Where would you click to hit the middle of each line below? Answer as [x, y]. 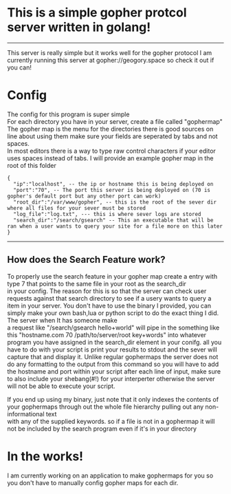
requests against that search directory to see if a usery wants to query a [109, 298]
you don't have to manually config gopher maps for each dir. [93, 482]
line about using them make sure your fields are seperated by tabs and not [112, 136]
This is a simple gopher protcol [97, 13]
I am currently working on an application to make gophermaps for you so [110, 475]
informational [26, 414]
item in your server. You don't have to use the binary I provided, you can [109, 305]
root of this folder [32, 165]
